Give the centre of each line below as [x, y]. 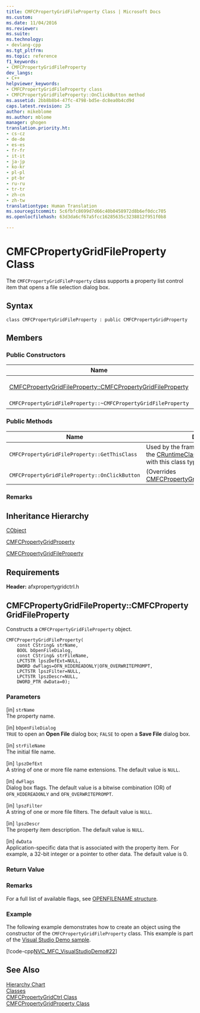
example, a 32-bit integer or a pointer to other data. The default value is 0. [97, 854]
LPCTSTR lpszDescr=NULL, [48, 677]
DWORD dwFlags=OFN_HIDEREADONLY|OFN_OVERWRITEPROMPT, [85, 666]
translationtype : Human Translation [51, 206]
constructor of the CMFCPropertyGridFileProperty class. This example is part [100, 933]
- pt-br [16, 178]
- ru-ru [16, 184]
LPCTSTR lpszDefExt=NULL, [49, 661]
